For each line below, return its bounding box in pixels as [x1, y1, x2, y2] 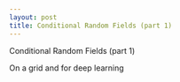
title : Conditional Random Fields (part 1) [9, 21, 173, 30]
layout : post [9, 12, 58, 22]
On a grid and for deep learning [9, 63, 124, 73]
